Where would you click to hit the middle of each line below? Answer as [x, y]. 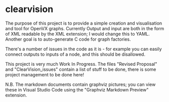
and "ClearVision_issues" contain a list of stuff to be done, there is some [81, 69]
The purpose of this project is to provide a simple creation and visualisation [84, 23]
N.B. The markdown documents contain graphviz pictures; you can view [80, 84]
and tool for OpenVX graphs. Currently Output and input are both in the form [85, 28]
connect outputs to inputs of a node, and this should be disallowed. [75, 54]
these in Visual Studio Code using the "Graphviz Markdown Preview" [77, 89]
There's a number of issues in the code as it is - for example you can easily [83, 49]
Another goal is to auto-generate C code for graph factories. [68, 39]
